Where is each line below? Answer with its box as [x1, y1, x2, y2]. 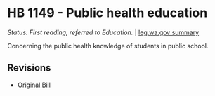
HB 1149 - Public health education [7, 5, 208, 21]
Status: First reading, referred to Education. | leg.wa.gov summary [7, 28, 200, 36]
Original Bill [17, 81, 51, 89]
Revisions [7, 62, 51, 74]
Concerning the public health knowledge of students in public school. [7, 41, 209, 50]
